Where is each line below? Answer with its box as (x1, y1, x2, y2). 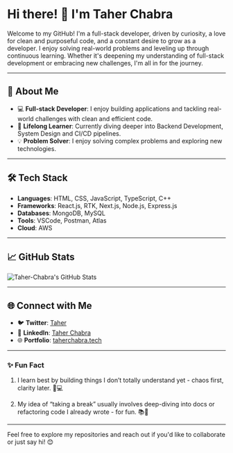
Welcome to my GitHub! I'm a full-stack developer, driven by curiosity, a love (7, 29, 226, 38)
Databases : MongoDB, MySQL (17, 209, 106, 217)
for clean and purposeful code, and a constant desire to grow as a (7, 36, 196, 45)
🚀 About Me (7, 86, 59, 97)
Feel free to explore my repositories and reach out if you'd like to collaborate (7, 431, 225, 439)
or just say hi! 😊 (7, 438, 54, 446)
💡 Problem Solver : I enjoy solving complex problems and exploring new (17, 136, 223, 145)
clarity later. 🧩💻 (17, 384, 64, 392)
